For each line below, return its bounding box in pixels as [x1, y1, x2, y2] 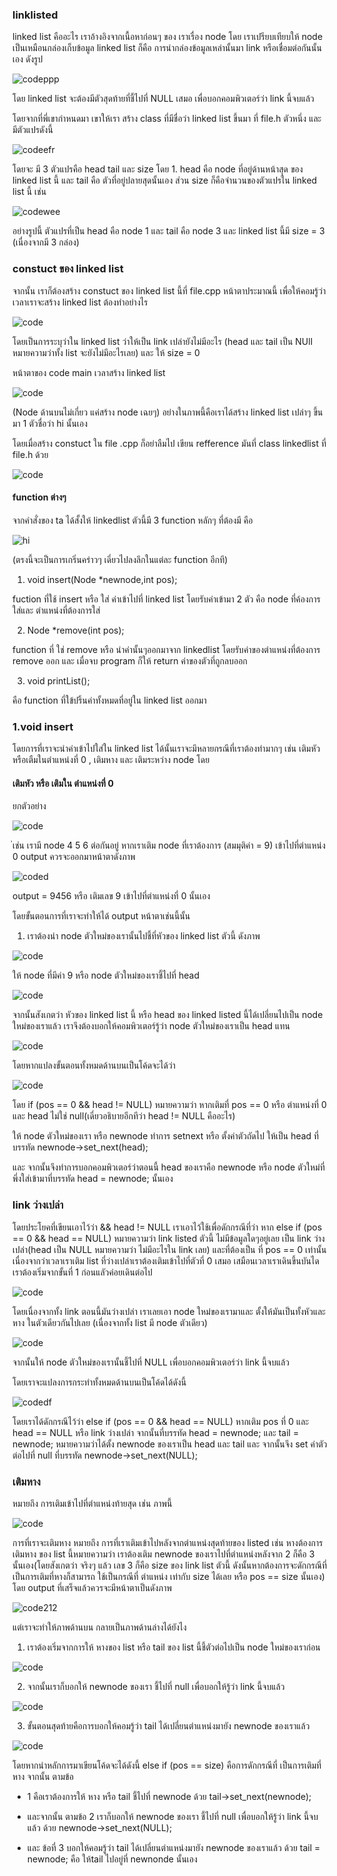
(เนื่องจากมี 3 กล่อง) [12, 236, 80, 248]
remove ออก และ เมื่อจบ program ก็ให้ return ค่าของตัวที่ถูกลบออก [12, 654, 248, 667]
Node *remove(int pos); [26, 624, 125, 636]
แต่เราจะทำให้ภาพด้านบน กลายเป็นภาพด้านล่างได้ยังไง [12, 1621, 187, 1633]
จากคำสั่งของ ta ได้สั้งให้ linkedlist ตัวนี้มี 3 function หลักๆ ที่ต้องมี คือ [12, 514, 254, 526]
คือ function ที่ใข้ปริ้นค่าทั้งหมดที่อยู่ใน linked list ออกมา [12, 694, 207, 706]
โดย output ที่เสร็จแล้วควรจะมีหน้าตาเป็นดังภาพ [12, 1581, 173, 1593]
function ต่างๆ [12, 491, 67, 503]
